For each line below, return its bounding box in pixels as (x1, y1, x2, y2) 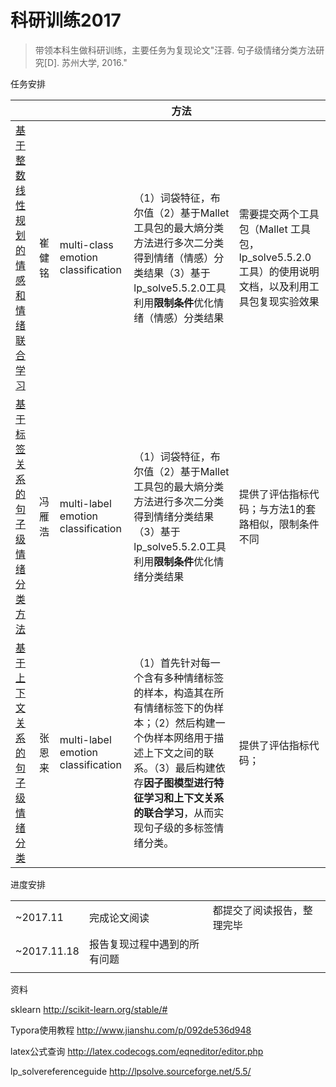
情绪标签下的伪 (143, 701, 215, 715)
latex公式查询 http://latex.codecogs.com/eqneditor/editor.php (10, 1045, 264, 1057)
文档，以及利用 (238, 279, 310, 293)
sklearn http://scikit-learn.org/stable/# (10, 1003, 168, 1015)
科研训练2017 (10, 9, 122, 32)
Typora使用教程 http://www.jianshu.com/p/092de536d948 (10, 1024, 252, 1036)
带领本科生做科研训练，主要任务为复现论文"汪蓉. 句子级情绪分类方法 (34, 44, 317, 56)
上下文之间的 (143, 746, 205, 760)
